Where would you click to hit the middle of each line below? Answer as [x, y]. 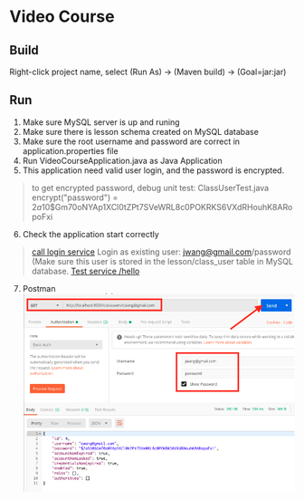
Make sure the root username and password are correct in [131, 141]
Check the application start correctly [91, 234]
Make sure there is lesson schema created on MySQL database [141, 131]
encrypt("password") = [75, 197]
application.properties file [71, 150]
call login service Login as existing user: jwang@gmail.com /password [161, 252]
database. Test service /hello [85, 271]
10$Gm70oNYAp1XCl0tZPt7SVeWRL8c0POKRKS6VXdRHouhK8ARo [167, 207]
